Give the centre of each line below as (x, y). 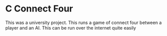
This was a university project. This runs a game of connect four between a (83, 22)
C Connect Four (39, 9)
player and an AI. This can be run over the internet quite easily (71, 27)
